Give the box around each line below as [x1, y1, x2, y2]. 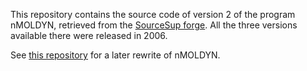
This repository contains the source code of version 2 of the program [10, 9, 296, 20]
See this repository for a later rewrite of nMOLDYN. [10, 49, 221, 61]
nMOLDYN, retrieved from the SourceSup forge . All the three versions [10, 19, 298, 31]
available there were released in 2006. [10, 30, 168, 41]
